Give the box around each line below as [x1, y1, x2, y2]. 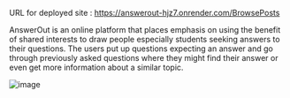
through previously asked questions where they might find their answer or [9, 53, 279, 63]
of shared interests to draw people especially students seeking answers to [9, 34, 280, 44]
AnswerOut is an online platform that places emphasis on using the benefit [9, 25, 281, 34]
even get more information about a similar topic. [9, 62, 184, 72]
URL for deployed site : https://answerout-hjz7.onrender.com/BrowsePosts [9, 8, 280, 18]
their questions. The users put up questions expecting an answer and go [9, 43, 274, 54]
